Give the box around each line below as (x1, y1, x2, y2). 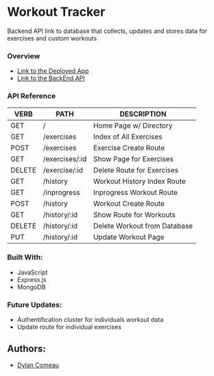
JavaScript (16, 268, 48, 277)
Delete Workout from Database (93, 221, 193, 231)
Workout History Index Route (93, 176, 187, 186)
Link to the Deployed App (16, 67, 89, 75)
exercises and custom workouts (7, 34, 97, 42)
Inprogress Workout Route (93, 187, 178, 197)
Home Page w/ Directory (93, 121, 173, 130)
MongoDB (16, 283, 46, 291)
